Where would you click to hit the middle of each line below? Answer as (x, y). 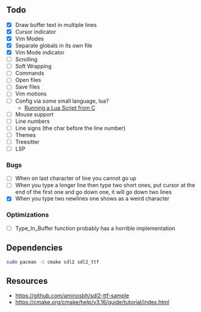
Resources (27, 281)
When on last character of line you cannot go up (76, 178)
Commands (30, 73)
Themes (26, 135)
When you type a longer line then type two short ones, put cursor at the (105, 185)
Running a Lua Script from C (60, 108)
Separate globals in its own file (54, 46)
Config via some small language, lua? (62, 101)
